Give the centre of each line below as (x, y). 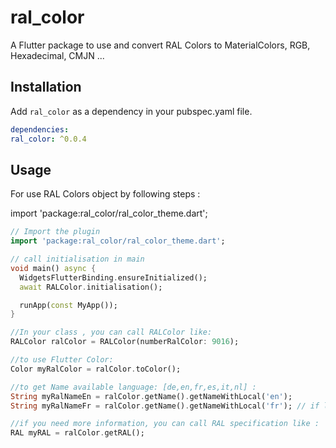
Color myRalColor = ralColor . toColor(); (96, 369)
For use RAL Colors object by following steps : (105, 194)
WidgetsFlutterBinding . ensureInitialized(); (113, 277)
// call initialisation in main (77, 259)
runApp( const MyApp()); (68, 305)
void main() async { (53, 268)
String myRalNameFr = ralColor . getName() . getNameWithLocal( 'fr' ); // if (165, 406)
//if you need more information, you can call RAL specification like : (165, 424)
